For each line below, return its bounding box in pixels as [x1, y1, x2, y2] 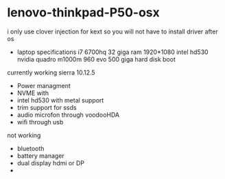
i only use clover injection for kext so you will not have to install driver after [7, 27, 218, 36]
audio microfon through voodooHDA [16, 111, 120, 119]
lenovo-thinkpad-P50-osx [7, 5, 160, 20]
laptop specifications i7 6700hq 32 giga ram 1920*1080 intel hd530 [16, 48, 209, 56]
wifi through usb [16, 118, 64, 126]
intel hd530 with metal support [16, 96, 104, 104]
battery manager [16, 152, 65, 160]
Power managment [16, 81, 71, 89]
